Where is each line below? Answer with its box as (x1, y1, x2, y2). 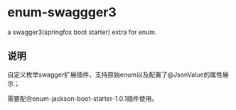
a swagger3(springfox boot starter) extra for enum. (7, 28, 157, 36)
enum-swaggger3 (7, 4, 117, 21)
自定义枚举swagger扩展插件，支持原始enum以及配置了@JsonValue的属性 (7, 70, 222, 79)
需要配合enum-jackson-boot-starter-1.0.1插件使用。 (7, 94, 159, 103)
